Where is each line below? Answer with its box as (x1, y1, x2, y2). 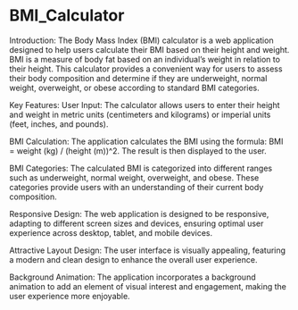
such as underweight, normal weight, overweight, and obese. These (9, 172, 260, 183)
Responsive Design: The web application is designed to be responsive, (9, 208, 269, 219)
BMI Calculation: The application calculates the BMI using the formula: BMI (9, 136, 284, 147)
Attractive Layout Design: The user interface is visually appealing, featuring (9, 245, 286, 256)
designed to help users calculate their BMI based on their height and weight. (9, 44, 290, 54)
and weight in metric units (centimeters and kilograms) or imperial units (9, 109, 271, 120)
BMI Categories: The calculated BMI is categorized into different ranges (9, 163, 273, 173)
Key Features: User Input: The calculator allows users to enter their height (9, 99, 280, 110)
